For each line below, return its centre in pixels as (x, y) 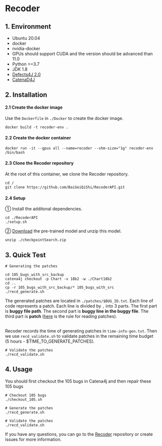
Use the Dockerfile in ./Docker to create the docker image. (64, 118)
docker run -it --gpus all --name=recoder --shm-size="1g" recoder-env (79, 148)
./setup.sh (16, 222)
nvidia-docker (26, 48)
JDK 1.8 (20, 69)
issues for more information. (33, 439)
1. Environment (28, 27)
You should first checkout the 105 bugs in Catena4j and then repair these (78, 381)
